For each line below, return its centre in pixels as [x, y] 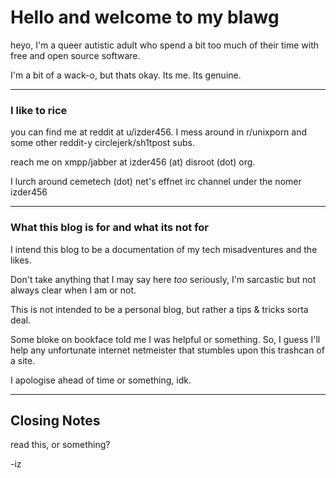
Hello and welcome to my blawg [145, 17]
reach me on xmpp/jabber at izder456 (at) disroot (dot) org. [133, 162]
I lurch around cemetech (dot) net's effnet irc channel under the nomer [156, 182]
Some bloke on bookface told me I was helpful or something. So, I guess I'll [165, 339]
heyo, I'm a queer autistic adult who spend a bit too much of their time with [165, 45]
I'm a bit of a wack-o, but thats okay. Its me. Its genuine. [126, 75]
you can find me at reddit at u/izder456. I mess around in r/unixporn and [159, 132]
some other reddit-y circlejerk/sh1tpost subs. [102, 143]
